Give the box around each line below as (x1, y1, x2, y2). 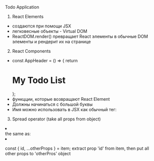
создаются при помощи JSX (12, 23, 72, 29)
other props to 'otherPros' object (5, 150, 71, 156)
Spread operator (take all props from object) (12, 116, 101, 122)
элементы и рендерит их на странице (12, 39, 91, 45)
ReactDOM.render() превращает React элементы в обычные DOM (12, 34, 148, 39)
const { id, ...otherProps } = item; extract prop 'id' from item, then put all (5, 145, 150, 151)
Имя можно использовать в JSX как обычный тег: (12, 106, 117, 112)
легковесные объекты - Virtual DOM (12, 28, 88, 34)
